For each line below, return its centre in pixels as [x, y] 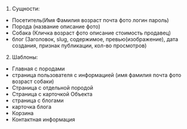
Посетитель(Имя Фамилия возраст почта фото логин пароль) [90, 20]
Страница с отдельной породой [53, 88]
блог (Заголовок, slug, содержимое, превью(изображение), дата [95, 39]
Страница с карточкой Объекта [52, 94]
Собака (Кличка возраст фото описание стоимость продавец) [91, 33]
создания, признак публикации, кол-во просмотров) [79, 45]
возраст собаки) [33, 81]
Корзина [23, 113]
